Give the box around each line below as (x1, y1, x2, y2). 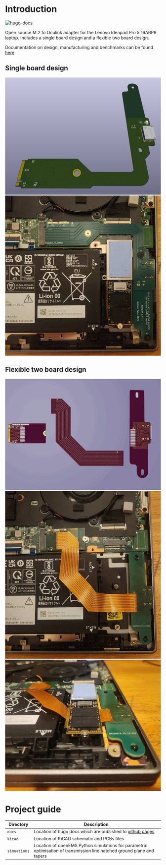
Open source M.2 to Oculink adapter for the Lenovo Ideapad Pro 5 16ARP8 (5, 29, 157, 35)
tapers (34, 853, 47, 859)
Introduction (5, 3, 57, 15)
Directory (8, 821, 29, 827)
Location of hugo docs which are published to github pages (34, 829, 155, 835)
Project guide (5, 804, 61, 815)
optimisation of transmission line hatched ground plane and (34, 848, 154, 854)
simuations (7, 849, 30, 854)
